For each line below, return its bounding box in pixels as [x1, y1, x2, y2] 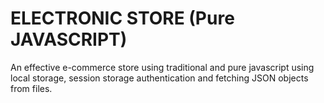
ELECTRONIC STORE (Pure [10, 7, 235, 30]
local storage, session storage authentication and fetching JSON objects [10, 72, 309, 84]
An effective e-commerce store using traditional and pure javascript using [10, 61, 315, 73]
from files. [10, 82, 53, 94]
